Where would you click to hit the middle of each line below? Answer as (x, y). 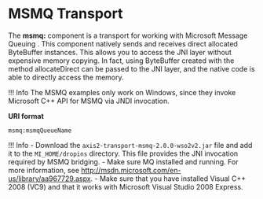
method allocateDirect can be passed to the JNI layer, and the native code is (131, 68)
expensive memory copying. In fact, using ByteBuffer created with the (121, 61)
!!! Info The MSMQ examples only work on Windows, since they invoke (122, 92)
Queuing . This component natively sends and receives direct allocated (123, 43)
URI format (26, 116)
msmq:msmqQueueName (40, 131)
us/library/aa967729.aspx (50, 179)
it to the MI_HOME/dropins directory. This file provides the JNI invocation (123, 153)
